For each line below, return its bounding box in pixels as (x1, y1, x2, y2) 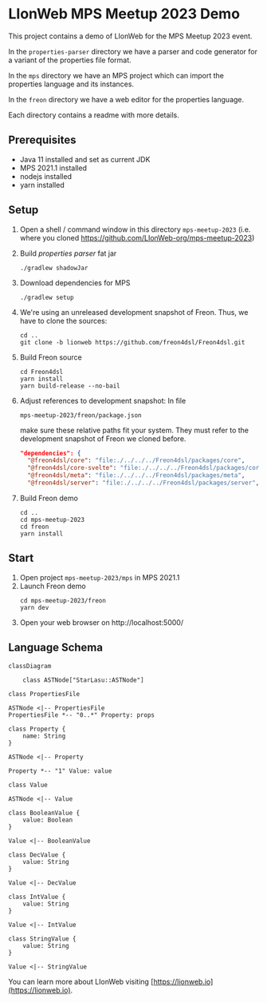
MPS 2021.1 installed (19, 163, 88, 173)
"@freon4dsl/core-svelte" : (27, 464, 117, 472)
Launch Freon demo (19, 581, 86, 591)
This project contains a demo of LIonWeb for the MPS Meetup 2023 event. (8, 31, 253, 41)
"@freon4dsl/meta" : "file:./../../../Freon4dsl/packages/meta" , (27, 472, 245, 480)
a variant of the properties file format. (8, 55, 132, 65)
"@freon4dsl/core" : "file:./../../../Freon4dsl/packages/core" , (27, 456, 245, 464)
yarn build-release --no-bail (19, 381, 121, 390)
